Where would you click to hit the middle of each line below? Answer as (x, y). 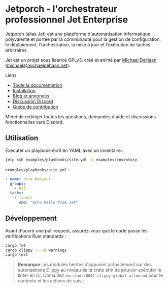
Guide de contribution (35, 107)
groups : (18, 184)
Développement (31, 218)
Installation (24, 90)
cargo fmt (16, 245)
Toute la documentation (37, 85)
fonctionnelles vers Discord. (35, 122)
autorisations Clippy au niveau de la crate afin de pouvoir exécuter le (89, 270)
